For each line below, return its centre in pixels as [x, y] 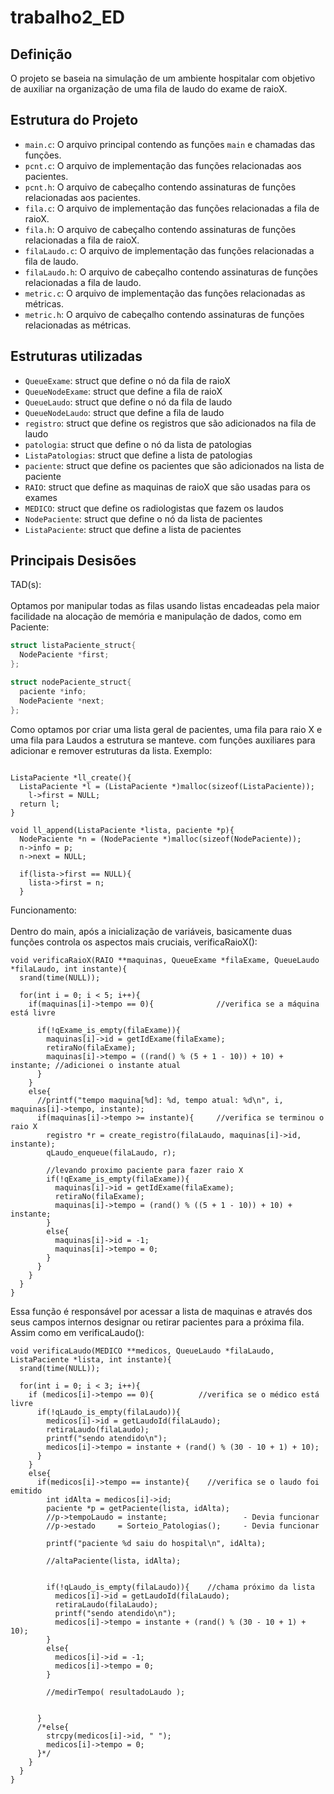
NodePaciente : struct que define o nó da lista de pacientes [143, 518]
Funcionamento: [43, 910]
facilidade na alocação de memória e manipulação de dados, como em [156, 617]
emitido [26, 1491]
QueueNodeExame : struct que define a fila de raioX [123, 391]
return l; [39, 804]
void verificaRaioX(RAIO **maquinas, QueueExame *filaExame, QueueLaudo [165, 960]
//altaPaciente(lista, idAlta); [114, 1561]
